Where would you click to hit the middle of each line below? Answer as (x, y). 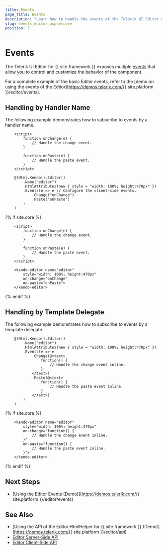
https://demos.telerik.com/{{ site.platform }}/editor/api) (70, 532)
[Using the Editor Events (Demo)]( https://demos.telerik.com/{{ (76, 494)
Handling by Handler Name (48, 108)
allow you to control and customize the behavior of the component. (74, 72)
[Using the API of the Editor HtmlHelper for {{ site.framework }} (77, 527)
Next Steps (23, 482)
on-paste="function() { (47, 444)
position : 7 (17, 28)
